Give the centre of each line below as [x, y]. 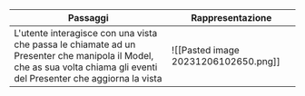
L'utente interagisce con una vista [86, 33]
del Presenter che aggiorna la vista [88, 78]
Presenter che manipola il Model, [84, 56]
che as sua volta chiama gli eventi [86, 67]
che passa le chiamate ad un [75, 44]
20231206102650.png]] [226, 61]
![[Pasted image [206, 50]
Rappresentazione [231, 18]
